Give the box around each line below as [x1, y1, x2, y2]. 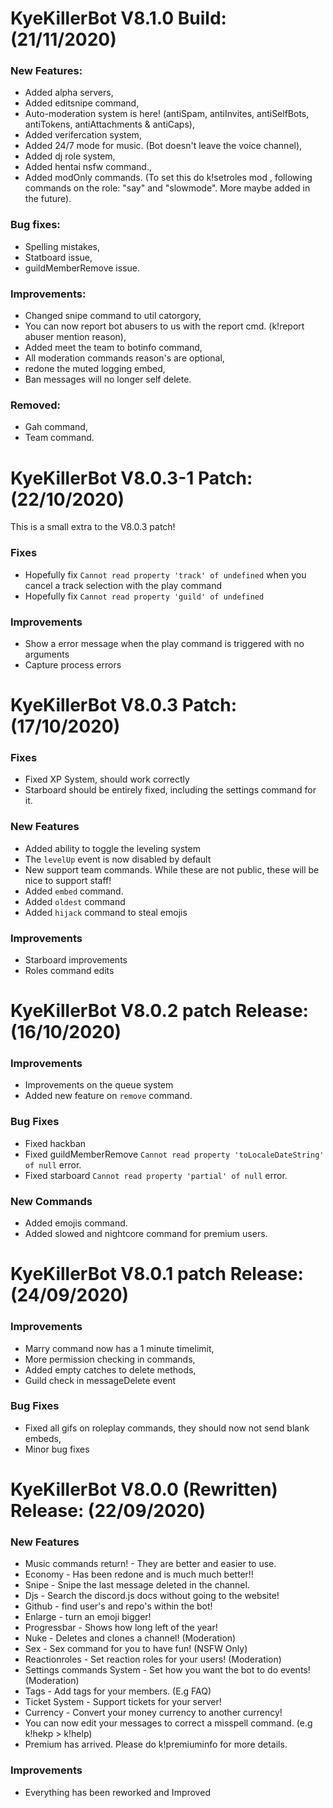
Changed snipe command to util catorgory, [24, 310, 202, 322]
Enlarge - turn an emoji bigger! [24, 1611, 152, 1623]
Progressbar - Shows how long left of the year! [24, 1622, 218, 1634]
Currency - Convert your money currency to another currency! [24, 1707, 283, 1719]
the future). [24, 193, 72, 205]
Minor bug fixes [24, 1443, 90, 1455]
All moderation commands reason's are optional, [24, 352, 225, 364]
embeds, [24, 1432, 62, 1444]
